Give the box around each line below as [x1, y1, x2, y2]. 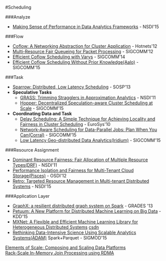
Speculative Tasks [12, 89, 52, 95]
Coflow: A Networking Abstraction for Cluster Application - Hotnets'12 [12, 43, 157, 49]
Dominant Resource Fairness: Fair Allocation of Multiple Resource [12, 157, 148, 163]
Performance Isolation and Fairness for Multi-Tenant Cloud [12, 168, 134, 173]
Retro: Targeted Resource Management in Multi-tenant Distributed [12, 178, 149, 184]
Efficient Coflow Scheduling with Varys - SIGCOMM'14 [12, 54, 125, 60]
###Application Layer [5, 193, 50, 199]
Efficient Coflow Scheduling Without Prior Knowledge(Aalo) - [12, 59, 139, 65]
